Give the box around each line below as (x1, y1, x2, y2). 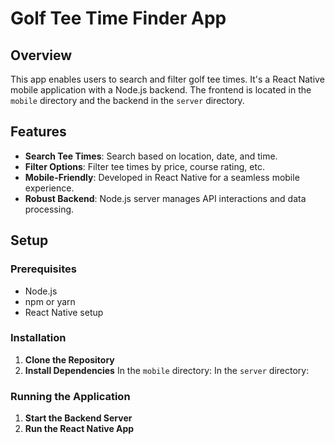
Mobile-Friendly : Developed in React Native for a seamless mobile (24, 171, 300, 183)
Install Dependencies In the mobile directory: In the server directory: (24, 364, 310, 376)
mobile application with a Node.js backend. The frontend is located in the (10, 84, 312, 96)
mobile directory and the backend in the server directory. (10, 95, 245, 106)
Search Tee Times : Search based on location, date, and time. (24, 150, 278, 162)
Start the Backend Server (24, 412, 133, 424)
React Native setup (24, 306, 104, 318)
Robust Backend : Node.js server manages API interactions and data (24, 192, 307, 204)
